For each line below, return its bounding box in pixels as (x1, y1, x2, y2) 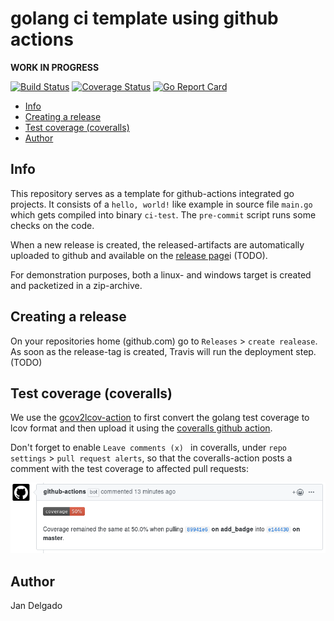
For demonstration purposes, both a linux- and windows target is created (10, 268, 312, 281)
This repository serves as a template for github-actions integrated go (10, 187, 295, 199)
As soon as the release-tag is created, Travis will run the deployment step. (10, 345, 317, 357)
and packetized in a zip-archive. (10, 279, 143, 291)
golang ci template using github (10, 7, 279, 30)
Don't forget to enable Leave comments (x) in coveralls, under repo (10, 442, 287, 454)
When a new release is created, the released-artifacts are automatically (10, 238, 305, 251)
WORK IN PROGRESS (10, 61, 100, 73)
